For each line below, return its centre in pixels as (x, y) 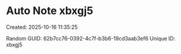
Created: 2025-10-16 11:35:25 (42, 27)
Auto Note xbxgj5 (50, 11)
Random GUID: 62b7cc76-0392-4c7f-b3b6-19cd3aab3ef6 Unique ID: (91, 38)
